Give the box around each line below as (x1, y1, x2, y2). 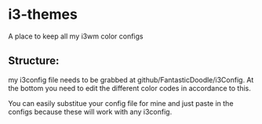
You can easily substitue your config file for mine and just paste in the (8, 98, 234, 108)
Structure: (8, 54, 60, 67)
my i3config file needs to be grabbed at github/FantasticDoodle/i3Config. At (8, 75, 254, 84)
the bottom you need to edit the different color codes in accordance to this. (8, 83, 251, 93)
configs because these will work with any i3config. (8, 107, 173, 116)
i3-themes (8, 5, 78, 24)
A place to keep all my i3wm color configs (8, 31, 144, 41)
